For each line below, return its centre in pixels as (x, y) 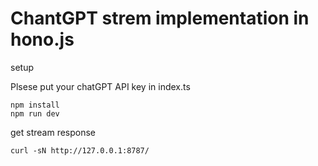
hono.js (42, 39)
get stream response (53, 132)
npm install (35, 105)
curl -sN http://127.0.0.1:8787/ (80, 150)
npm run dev (35, 113)
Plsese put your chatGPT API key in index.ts (100, 86)
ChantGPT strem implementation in (160, 18)
